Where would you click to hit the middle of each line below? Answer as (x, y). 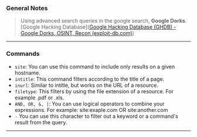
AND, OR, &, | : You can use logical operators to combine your (89, 104)
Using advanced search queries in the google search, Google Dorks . (103, 21)
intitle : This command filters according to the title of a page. (89, 79)
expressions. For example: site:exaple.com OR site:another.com (91, 110)
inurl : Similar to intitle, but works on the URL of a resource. (86, 85)
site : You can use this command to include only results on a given (94, 66)
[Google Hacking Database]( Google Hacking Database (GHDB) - (98, 27)
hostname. (28, 73)
